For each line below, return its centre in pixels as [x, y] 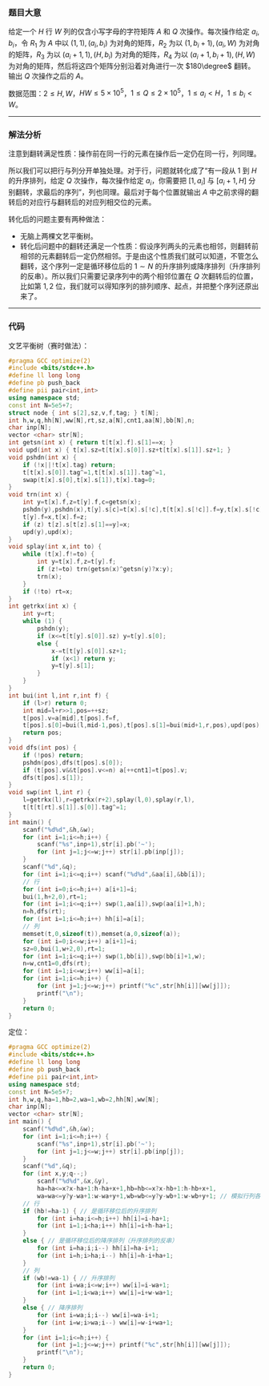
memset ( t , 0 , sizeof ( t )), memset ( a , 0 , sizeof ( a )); [102, 934]
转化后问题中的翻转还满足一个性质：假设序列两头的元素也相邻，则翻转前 [139, 247]
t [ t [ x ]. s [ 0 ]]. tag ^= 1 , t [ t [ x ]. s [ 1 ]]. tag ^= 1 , [94, 472]
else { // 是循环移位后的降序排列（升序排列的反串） [100, 1241]
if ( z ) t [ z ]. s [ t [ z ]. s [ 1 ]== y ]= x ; [76, 524]
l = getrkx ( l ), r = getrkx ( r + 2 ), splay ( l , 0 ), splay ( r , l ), [109, 800]
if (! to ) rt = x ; [48, 591]
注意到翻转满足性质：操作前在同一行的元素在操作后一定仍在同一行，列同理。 [134, 154]
